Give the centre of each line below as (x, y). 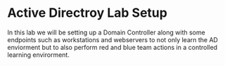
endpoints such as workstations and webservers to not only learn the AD (112, 39)
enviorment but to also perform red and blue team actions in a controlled (112, 47)
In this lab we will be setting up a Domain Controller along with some (106, 32)
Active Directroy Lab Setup (87, 13)
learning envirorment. (39, 55)
